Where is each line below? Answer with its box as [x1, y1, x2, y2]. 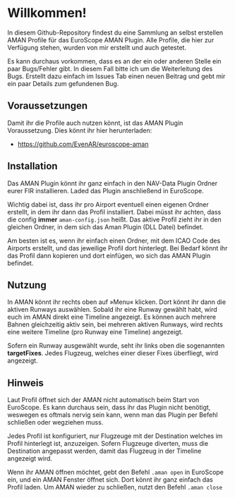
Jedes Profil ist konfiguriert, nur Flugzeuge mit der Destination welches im [7, 432, 223, 440]
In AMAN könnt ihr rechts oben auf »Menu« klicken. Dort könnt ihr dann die [7, 298, 227, 306]
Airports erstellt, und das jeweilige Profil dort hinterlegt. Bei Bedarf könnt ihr [7, 243, 228, 252]
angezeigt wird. [7, 454, 53, 463]
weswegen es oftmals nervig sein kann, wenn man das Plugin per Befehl [7, 411, 218, 419]
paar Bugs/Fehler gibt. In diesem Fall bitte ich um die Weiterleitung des [7, 64, 213, 73]
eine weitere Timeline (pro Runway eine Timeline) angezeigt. [7, 328, 183, 336]
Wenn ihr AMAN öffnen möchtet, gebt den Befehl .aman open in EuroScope [7, 468, 224, 477]
